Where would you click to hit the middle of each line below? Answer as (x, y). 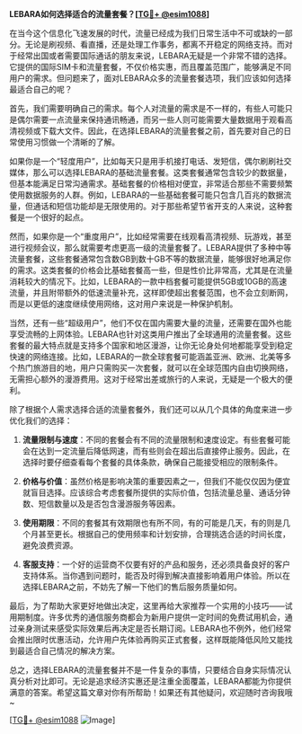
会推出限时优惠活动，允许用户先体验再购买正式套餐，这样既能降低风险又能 (147, 640)
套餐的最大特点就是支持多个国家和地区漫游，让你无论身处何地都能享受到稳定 (151, 345)
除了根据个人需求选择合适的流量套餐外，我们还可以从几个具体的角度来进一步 (151, 409)
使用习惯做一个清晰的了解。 (68, 142)
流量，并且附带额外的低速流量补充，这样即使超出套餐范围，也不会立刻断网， (151, 292)
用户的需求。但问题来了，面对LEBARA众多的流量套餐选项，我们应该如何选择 (151, 78)
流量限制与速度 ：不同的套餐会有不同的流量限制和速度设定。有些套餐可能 (156, 440)
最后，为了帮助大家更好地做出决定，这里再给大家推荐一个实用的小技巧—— (147, 606)
